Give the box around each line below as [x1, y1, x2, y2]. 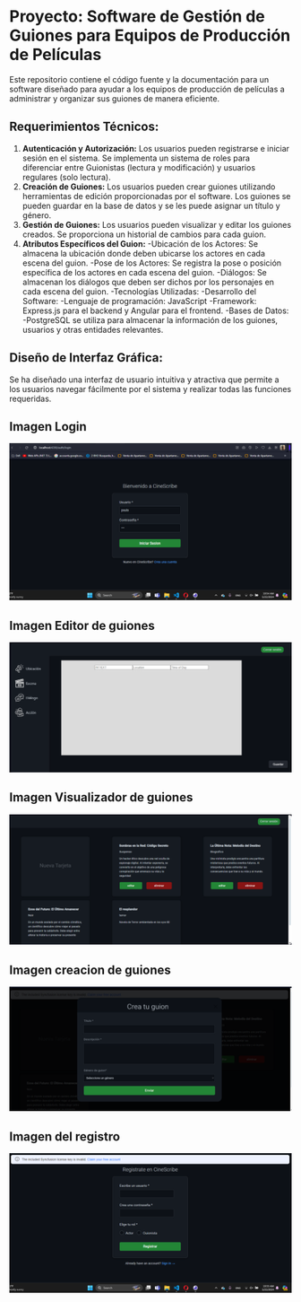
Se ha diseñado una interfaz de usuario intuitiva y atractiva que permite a [9, 374, 279, 385]
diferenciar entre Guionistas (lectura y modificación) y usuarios [21, 162, 256, 172]
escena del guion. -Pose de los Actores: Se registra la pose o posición [21, 258, 282, 268]
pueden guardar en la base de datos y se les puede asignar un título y [21, 200, 280, 211]
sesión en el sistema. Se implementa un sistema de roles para [21, 153, 251, 163]
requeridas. [9, 393, 52, 404]
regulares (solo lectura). [21, 171, 111, 182]
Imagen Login [9, 419, 87, 434]
